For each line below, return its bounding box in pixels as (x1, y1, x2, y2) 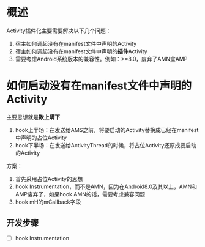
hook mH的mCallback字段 (15, 198, 81, 205)
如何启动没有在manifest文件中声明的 (6, 79, 192, 93)
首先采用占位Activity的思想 (15, 175, 83, 182)
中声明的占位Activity (15, 134, 67, 141)
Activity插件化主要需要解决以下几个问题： (6, 27, 111, 34)
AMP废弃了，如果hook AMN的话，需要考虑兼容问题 (15, 190, 146, 197)
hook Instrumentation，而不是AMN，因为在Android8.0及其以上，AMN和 (15, 183, 198, 190)
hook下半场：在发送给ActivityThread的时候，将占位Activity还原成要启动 (15, 141, 197, 149)
